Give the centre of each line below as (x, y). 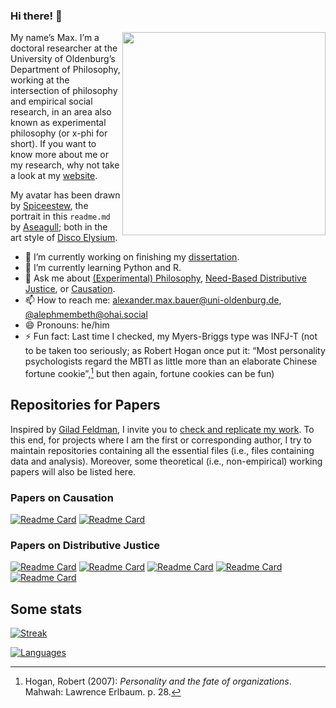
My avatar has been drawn (65, 195)
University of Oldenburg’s (63, 59)
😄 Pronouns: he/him (67, 325)
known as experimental (58, 123)
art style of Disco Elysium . (64, 238)
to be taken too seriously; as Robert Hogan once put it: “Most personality (175, 351)
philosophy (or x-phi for (59, 133)
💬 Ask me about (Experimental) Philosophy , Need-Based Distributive (165, 278)
